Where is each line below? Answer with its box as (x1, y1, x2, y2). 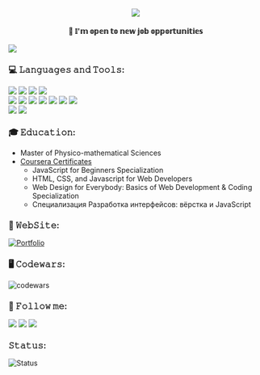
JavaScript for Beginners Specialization (31, 165, 164, 175)
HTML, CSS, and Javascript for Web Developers (31, 174, 193, 183)
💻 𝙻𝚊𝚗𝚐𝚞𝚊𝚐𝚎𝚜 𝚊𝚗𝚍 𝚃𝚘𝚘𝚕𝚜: (8, 65, 125, 76)
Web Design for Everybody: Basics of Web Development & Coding (31, 182, 253, 192)
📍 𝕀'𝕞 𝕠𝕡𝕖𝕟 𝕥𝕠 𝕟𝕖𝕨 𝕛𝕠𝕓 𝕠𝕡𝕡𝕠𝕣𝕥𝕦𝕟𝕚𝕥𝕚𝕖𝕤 (68, 26, 203, 36)
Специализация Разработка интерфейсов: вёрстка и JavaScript (31, 199, 252, 209)
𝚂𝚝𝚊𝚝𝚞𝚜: (8, 339, 47, 351)
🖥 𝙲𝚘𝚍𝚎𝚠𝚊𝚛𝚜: (8, 259, 66, 270)
